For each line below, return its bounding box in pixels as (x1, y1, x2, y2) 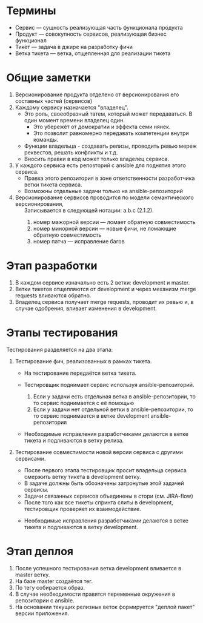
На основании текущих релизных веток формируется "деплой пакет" (15, 603, 195, 610)
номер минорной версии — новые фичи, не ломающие (33, 225, 177, 232)
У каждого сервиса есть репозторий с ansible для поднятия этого (15, 162, 186, 169)
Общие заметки (6, 71, 91, 85)
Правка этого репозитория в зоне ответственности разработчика (24, 174, 195, 182)
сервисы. (24, 486, 48, 493)
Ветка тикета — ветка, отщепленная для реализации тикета (15, 50, 171, 57)
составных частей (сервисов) (15, 97, 93, 104)
